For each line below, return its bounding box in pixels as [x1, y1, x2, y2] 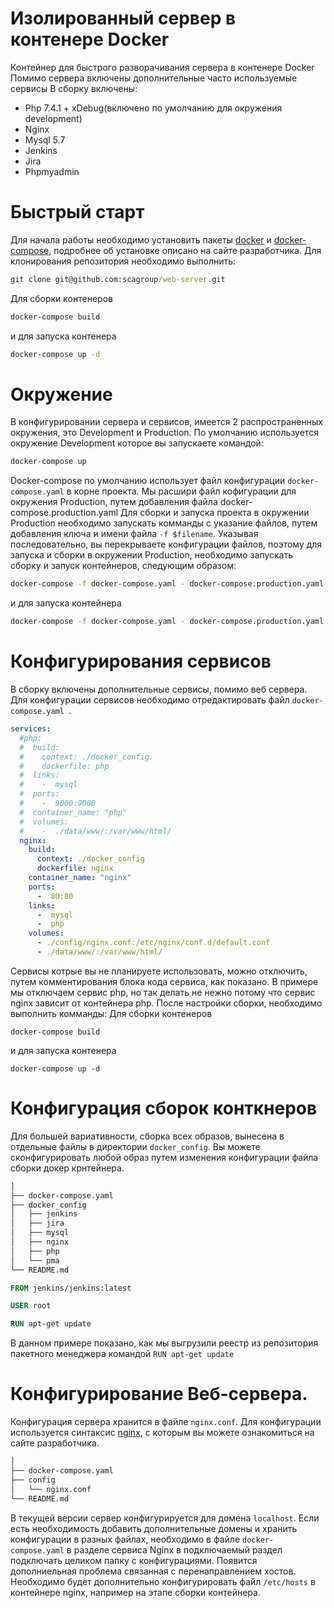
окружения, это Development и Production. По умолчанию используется [10, 427, 319, 439]
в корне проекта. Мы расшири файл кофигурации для [66, 485, 297, 497]
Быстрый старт [10, 201, 145, 224]
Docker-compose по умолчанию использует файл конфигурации [10, 475, 286, 487]
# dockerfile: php [19, 761, 110, 771]
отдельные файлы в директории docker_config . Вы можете [10, 1140, 261, 1152]
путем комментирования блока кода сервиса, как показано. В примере [10, 975, 319, 987]
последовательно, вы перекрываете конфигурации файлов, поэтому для [10, 538, 323, 551]
